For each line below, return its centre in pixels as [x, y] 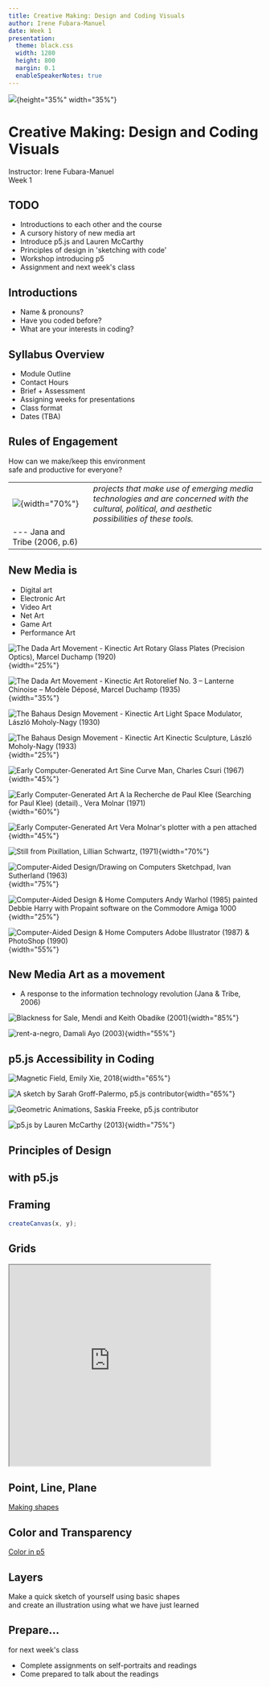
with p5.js [33, 1178]
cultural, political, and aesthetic [153, 508]
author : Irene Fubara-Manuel [57, 23]
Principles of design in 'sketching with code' [93, 250]
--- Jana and [39, 532]
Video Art [36, 607]
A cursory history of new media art [78, 233]
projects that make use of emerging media [173, 488]
